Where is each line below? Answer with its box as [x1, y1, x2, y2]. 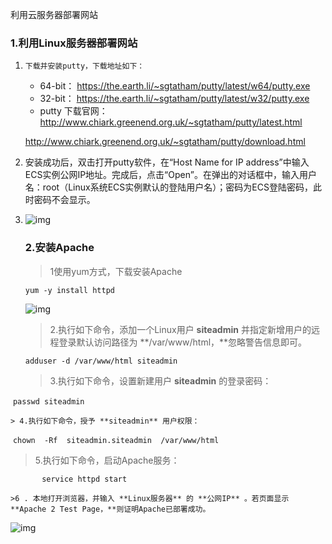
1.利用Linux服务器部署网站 [10, 36, 138, 50]
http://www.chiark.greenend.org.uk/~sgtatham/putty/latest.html [39, 116, 303, 128]
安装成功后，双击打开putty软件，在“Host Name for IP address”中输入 [24, 156, 310, 168]
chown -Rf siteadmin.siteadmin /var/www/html [12, 435, 220, 445]
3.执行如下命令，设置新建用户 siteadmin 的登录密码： [49, 374, 272, 387]
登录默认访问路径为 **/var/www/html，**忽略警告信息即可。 [58, 336, 308, 348]
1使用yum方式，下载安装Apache [49, 265, 183, 277]
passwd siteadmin [12, 396, 85, 407]
